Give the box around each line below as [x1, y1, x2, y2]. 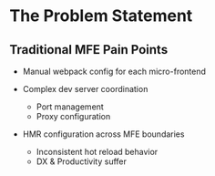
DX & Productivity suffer [36, 156, 128, 167]
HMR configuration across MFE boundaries [22, 129, 185, 140]
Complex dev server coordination [22, 84, 148, 94]
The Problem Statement [9, 5, 193, 26]
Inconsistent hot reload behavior [36, 147, 159, 157]
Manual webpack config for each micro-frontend [22, 66, 207, 77]
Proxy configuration [36, 111, 111, 121]
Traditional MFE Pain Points [9, 42, 169, 57]
